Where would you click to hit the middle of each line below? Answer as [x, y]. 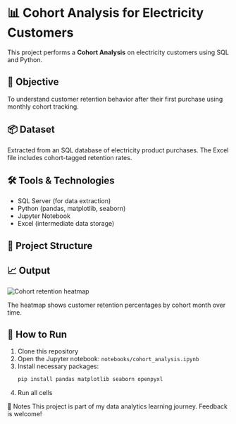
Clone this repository [48, 351]
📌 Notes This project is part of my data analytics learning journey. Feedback [117, 406]
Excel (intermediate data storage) [66, 224]
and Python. [25, 59]
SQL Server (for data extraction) [64, 201]
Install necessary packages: [58, 366]
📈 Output [29, 271]
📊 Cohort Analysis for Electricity [106, 13]
